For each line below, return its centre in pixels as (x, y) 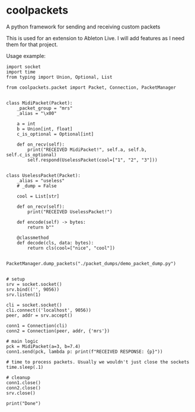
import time (21, 72)
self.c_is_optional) (32, 154)
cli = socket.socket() (34, 305)
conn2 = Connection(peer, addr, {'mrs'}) (58, 331)
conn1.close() (24, 382)
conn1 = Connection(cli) (37, 326)
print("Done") (24, 403)
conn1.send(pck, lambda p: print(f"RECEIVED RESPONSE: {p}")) (84, 352)
